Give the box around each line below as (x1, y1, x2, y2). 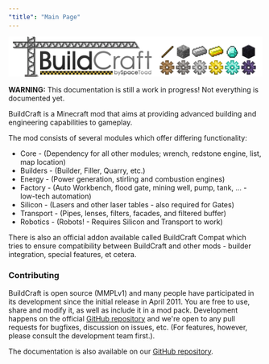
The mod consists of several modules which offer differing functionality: (8, 133, 247, 143)
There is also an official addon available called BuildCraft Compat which (8, 233, 247, 243)
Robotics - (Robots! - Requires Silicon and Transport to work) (19, 217, 223, 227)
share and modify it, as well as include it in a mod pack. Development (8, 305, 238, 315)
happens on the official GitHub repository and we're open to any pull (8, 313, 236, 323)
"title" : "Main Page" (8, 13, 81, 21)
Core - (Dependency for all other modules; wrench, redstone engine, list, (19, 149, 262, 158)
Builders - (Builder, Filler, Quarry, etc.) (19, 166, 146, 176)
